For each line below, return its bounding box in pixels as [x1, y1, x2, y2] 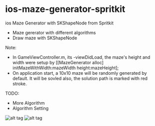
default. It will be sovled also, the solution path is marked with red [12, 75, 148, 81]
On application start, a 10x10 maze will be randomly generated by [12, 70, 147, 76]
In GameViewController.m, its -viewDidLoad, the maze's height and [12, 54, 150, 60]
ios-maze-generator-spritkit [5, 3, 125, 15]
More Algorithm [12, 100, 45, 106]
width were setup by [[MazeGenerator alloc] [12, 59, 104, 65]
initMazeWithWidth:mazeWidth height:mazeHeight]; [12, 65, 119, 71]
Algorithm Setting [12, 105, 49, 111]
